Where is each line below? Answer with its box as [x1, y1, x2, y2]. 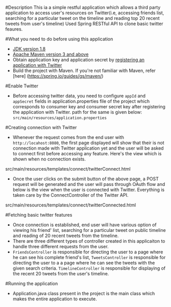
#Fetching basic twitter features [5, 212, 72, 218]
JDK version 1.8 [12, 46, 46, 52]
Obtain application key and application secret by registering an [12, 57, 144, 63]
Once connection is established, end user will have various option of [12, 222, 157, 228]
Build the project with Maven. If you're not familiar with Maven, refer [12, 67, 156, 74]
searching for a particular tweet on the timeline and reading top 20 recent [5, 15, 160, 21]
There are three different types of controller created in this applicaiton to [12, 238, 165, 244]
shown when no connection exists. [12, 156, 86, 162]
